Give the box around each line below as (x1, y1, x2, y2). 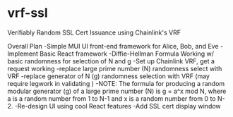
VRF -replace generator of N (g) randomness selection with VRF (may (7, 72, 210, 80)
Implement (7, 49, 39, 58)
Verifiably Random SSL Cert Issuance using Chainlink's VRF (7, 28, 181, 37)
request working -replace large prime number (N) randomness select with (7, 64, 222, 73)
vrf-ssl (7, 5, 48, 21)
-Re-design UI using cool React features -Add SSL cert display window (14, 101, 221, 110)
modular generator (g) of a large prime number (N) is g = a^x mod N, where (7, 87, 227, 95)
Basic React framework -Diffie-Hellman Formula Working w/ (40, 49, 214, 58)
